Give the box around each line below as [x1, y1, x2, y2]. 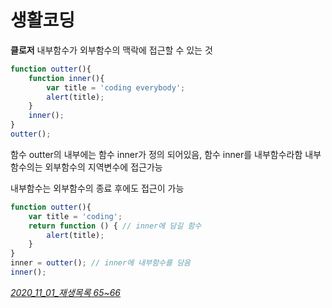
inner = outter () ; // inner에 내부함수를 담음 [10, 258, 192, 268]
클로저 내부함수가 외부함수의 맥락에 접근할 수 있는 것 [10, 44, 213, 56]
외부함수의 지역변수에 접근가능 [44, 161, 163, 173]
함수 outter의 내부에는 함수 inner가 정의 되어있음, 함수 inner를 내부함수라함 [10, 148, 303, 160]
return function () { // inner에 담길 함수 [28, 221, 202, 231]
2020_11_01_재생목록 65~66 [10, 286, 122, 298]
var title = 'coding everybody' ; [46, 82, 186, 93]
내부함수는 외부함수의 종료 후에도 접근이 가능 [10, 182, 185, 194]
